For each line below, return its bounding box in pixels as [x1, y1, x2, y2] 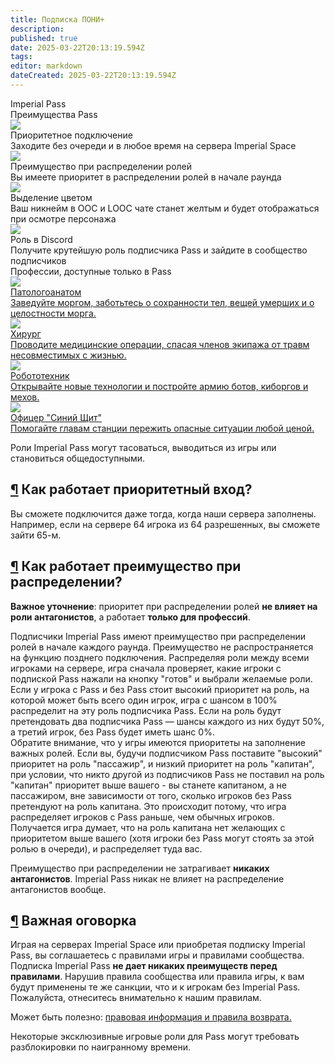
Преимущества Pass [10, 108, 98, 120]
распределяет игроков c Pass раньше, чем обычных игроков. [10, 811, 275, 823]
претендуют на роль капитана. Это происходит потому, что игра [10, 800, 287, 812]
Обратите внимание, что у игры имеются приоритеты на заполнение [10, 736, 306, 748]
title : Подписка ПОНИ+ [10, 14, 105, 25]
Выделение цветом [10, 191, 93, 203]
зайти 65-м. [10, 529, 62, 541]
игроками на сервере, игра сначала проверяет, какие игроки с [10, 662, 282, 674]
